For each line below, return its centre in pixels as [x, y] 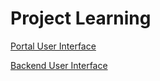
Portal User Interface [53, 46]
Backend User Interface [59, 65]
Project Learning [81, 18]
